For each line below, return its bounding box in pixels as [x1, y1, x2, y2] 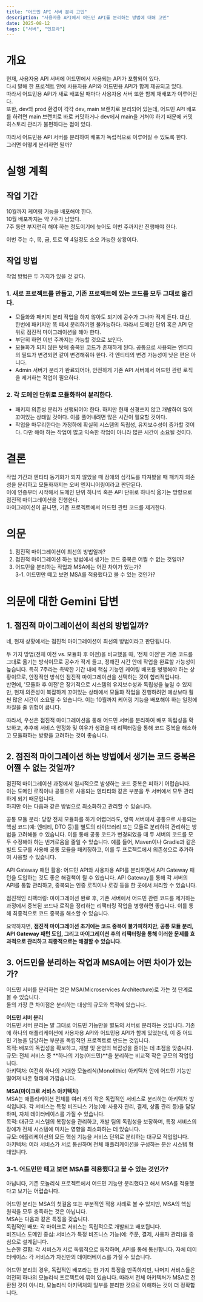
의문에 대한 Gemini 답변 [6, 594, 119, 608]
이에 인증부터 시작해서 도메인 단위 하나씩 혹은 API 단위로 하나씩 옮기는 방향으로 [6, 488, 193, 495]
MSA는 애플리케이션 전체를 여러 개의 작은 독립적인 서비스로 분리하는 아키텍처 [6, 1095, 188, 1102]
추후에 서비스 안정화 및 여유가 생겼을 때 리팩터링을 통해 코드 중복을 [24, 724, 181, 731]
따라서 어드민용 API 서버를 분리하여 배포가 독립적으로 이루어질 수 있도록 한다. [6, 134, 188, 141]
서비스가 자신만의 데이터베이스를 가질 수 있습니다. [35, 1253, 152, 1261]
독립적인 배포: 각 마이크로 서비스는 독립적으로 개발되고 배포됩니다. [6, 1223, 162, 1230]
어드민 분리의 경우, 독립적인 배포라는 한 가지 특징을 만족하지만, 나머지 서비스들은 [6, 1266, 196, 1273]
